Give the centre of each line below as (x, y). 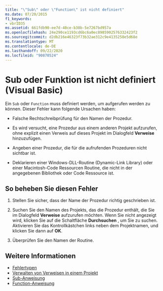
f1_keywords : (18, 19)
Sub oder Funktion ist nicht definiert (81, 80)
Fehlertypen (24, 267)
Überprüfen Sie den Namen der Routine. (53, 240)
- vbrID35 (15, 23)
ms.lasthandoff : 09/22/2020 (34, 51)
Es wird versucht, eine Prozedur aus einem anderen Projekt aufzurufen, (85, 128)
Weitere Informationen (41, 256)
